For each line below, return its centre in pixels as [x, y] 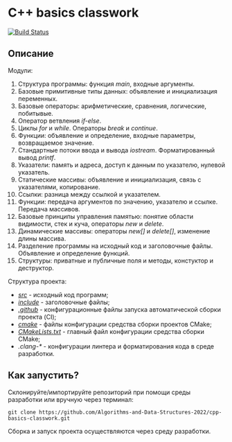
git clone [22, 412]
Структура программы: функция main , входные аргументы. [106, 84]
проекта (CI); [37, 317]
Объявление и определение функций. [74, 253]
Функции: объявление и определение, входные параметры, [107, 135]
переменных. [38, 98]
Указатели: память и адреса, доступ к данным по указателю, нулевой [122, 165]
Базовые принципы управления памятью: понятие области [106, 216]
